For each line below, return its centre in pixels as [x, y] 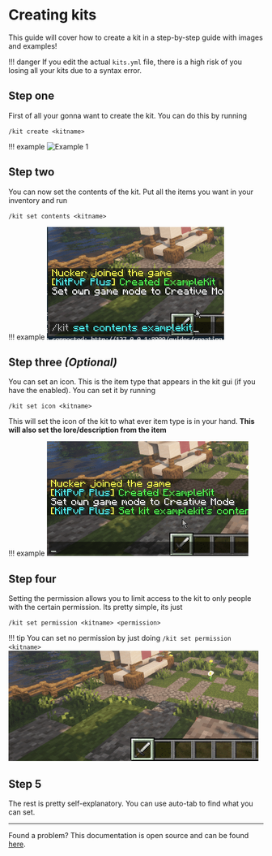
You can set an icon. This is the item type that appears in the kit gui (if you [132, 382]
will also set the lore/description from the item [88, 430]
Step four [32, 579]
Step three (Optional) [63, 362]
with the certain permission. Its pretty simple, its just [96, 607]
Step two [32, 172]
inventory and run [38, 200]
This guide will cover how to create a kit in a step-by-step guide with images [136, 37]
